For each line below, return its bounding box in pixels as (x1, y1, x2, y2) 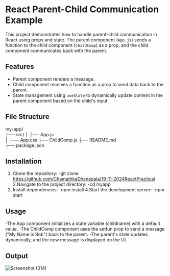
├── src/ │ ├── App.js (5, 131, 54, 137)
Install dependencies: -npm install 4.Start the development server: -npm (12, 187, 165, 193)
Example (5, 14, 43, 26)
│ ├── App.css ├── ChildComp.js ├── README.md (5, 137, 116, 143)
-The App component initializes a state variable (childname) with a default (5, 220, 161, 227)
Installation (5, 157, 42, 165)
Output (5, 252, 28, 260)
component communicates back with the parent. (5, 47, 108, 54)
